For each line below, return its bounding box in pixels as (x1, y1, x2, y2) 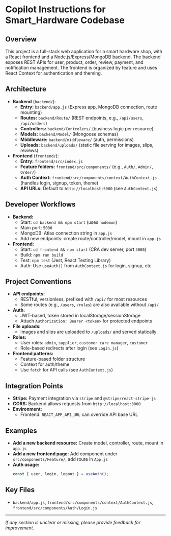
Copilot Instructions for (5, 4, 106, 15)
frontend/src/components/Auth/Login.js (12, 505, 98, 510)
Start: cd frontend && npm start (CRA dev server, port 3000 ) (20, 246, 147, 252)
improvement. (5, 525, 35, 531)
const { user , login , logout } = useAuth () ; (12, 472, 109, 477)
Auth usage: (12, 461, 40, 468)
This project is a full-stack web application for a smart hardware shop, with (5, 49, 163, 54)
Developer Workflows (5, 200, 76, 209)
